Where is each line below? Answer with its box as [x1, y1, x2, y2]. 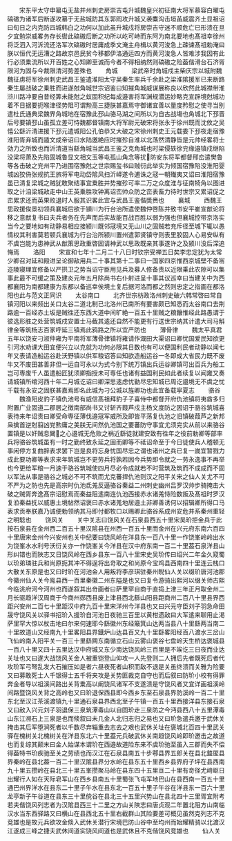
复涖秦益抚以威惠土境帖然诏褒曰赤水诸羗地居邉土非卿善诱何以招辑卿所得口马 [7, 498, 225, 507]
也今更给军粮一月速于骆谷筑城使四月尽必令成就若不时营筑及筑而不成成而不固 [7, 464, 225, 472]
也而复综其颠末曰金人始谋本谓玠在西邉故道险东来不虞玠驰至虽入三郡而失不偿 [7, 740, 225, 748]
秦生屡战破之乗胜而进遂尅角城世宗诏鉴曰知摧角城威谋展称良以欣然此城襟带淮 [7, 84, 225, 92]
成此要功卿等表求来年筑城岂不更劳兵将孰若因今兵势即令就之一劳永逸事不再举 [7, 455, 225, 463]
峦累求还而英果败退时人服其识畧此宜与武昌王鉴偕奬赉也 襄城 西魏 [7, 196, 216, 204]
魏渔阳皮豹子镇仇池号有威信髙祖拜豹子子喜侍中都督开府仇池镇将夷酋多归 [19, 395, 225, 403]
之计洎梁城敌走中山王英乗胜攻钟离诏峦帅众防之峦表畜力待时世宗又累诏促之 [12, 187, 225, 196]
